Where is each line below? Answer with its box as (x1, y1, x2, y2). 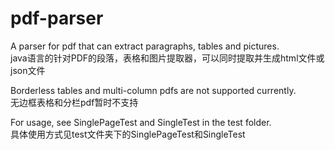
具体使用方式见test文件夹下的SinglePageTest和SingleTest (10, 128, 246, 140)
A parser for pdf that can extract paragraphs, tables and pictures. (10, 40, 280, 52)
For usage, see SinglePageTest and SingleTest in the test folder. (10, 116, 272, 128)
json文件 (10, 64, 46, 76)
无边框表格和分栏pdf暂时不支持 (10, 96, 139, 108)
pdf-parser (10, 7, 104, 30)
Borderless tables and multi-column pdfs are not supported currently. (10, 84, 297, 96)
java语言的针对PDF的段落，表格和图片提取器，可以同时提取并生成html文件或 (10, 52, 325, 64)
